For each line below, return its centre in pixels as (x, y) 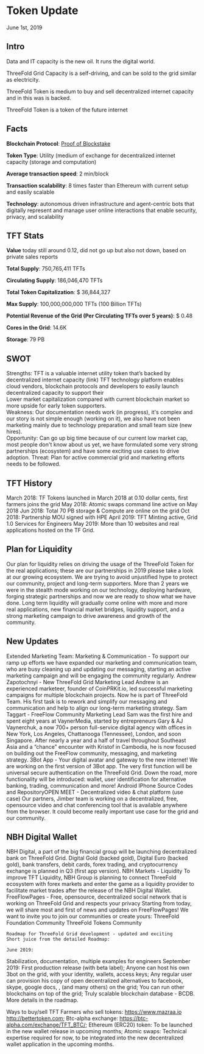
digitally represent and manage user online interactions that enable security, (102, 210)
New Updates (33, 641)
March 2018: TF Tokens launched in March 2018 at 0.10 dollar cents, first (97, 498)
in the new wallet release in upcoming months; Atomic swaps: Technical (97, 1031)
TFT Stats (25, 235)
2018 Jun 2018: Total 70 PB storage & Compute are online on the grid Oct (98, 511)
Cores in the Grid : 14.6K (37, 328)
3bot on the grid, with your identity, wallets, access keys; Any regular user (99, 974)
